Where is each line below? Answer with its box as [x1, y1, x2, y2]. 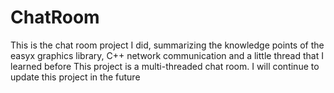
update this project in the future [10, 71, 141, 83]
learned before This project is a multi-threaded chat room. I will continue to [10, 60, 320, 72]
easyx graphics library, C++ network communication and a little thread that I [10, 49, 324, 61]
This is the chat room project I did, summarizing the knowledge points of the [10, 39, 325, 51]
